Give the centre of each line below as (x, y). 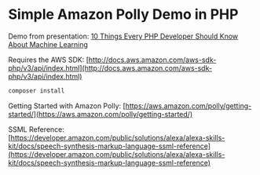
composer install (37, 91)
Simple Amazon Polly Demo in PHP (123, 15)
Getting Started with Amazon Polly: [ (67, 106)
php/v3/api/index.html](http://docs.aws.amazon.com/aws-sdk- (110, 67)
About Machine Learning (48, 44)
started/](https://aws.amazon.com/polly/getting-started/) (101, 114)
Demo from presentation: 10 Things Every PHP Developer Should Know (123, 36)
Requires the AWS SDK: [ (48, 60)
